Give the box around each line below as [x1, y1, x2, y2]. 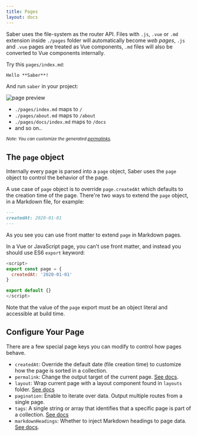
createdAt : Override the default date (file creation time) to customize [14, 360, 182, 367]
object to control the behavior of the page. [6, 174, 109, 181]
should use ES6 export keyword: [6, 249, 86, 256]
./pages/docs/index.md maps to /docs [14, 118, 106, 125]
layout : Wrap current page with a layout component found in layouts [14, 379, 182, 386]
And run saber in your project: [6, 83, 78, 90]
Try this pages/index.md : [6, 60, 65, 68]
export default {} [6, 288, 51, 293]
